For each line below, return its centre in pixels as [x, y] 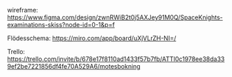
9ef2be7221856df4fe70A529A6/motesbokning [74, 66]
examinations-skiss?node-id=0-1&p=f [61, 25]
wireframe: [23, 10]
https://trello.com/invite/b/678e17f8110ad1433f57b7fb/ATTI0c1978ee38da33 [116, 59]
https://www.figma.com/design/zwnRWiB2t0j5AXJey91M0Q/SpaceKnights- [115, 17]
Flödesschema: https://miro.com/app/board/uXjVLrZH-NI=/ [92, 38]
